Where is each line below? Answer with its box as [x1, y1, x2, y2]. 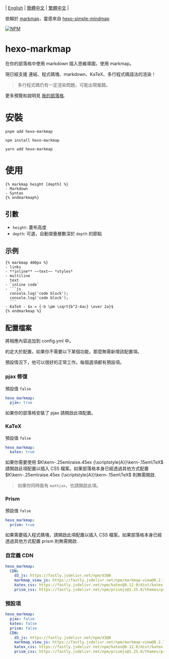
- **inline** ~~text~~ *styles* [5, 269, 73, 274]
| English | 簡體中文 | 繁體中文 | [5, 5, 69, 11]
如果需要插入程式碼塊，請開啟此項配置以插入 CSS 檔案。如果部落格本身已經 [5, 532, 162, 538]
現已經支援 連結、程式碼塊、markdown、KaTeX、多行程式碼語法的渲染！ [5, 71, 156, 77]
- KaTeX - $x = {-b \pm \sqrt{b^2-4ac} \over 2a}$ [5, 304, 114, 309]
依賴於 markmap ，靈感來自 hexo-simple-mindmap [5, 16, 110, 22]
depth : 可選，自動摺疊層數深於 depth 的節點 [12, 230, 102, 236]
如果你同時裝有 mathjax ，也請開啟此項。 [17, 482, 101, 488]
